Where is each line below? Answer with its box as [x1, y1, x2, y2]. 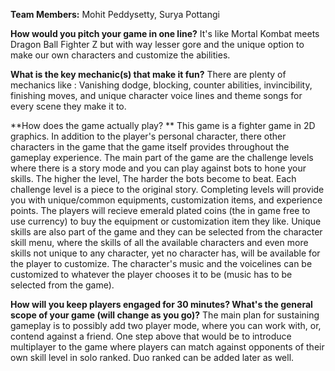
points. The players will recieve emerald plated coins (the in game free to [10, 205, 311, 216]
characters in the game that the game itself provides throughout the [10, 141, 290, 153]
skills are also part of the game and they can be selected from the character [10, 226, 323, 238]
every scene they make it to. [10, 100, 127, 112]
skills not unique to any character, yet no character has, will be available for [10, 247, 321, 259]
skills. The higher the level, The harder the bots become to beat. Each [10, 173, 297, 184]
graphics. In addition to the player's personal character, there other [10, 130, 287, 142]
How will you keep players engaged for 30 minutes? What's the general [10, 299, 313, 310]
